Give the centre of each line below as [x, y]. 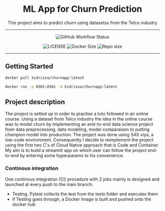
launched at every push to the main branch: [49, 184]
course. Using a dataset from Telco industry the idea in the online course [79, 119]
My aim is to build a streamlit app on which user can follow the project [76, 151]
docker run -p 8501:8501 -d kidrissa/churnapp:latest [61, 87]
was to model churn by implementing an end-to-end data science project [79, 124]
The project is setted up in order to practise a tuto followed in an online [77, 114]
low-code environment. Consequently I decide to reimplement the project [79, 140]
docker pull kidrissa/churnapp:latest [45, 78]
